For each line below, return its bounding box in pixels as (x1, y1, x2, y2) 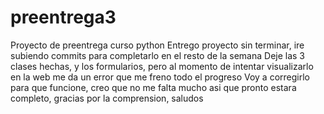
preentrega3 (10, 6, 117, 29)
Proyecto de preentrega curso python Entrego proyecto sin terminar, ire (10, 39, 305, 51)
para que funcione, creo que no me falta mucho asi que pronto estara (10, 81, 297, 93)
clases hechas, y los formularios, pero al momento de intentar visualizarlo (10, 60, 314, 72)
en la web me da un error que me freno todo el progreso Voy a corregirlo (10, 71, 311, 83)
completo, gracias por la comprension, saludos (10, 92, 204, 104)
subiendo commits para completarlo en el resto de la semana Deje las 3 (10, 49, 306, 61)
